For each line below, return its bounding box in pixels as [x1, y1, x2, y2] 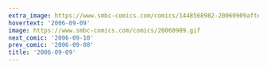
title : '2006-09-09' [8, 48, 77, 56]
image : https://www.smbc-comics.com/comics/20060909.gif [8, 26, 201, 34]
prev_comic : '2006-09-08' [8, 41, 94, 49]
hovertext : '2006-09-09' [8, 19, 91, 27]
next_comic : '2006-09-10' [8, 33, 94, 42]
